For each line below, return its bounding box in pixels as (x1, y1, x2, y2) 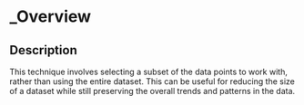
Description (9, 43, 77, 58)
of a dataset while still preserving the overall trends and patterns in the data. (9, 86, 296, 96)
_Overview (9, 6, 92, 27)
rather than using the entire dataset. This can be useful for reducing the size (9, 76, 296, 87)
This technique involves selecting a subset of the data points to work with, (9, 66, 289, 77)
